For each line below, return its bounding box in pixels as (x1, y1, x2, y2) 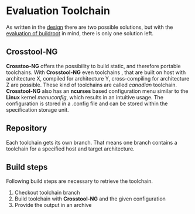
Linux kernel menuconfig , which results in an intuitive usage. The (6, 93, 164, 101)
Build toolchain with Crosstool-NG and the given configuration (14, 195, 166, 202)
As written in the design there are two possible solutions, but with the (6, 24, 173, 31)
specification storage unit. (6, 106, 69, 113)
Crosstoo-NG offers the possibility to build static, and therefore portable (6, 62, 181, 69)
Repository (6, 123, 47, 133)
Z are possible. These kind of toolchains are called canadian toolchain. (6, 81, 177, 88)
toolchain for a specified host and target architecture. (6, 145, 135, 152)
